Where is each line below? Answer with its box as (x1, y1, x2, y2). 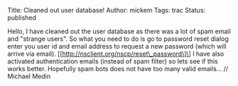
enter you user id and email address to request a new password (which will (7, 42, 227, 50)
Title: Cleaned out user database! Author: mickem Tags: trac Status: (7, 6, 206, 14)
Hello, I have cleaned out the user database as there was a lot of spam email (7, 27, 231, 35)
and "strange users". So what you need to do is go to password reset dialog (7, 35, 229, 43)
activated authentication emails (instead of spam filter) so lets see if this (7, 57, 218, 66)
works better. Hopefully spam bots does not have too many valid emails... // (7, 65, 229, 73)
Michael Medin (7, 72, 51, 80)
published (7, 13, 37, 22)
